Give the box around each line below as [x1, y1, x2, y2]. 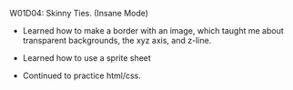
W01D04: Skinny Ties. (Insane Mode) [9, 8, 148, 18]
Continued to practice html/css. [22, 70, 141, 81]
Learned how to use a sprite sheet [22, 53, 152, 63]
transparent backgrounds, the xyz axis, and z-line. [22, 35, 212, 45]
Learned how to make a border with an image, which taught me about [22, 25, 284, 35]
